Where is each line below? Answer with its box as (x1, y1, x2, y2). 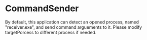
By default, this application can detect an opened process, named (5, 19, 139, 25)
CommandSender (5, 3, 79, 14)
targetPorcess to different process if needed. (5, 29, 97, 35)
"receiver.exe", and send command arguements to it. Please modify (5, 24, 142, 30)
